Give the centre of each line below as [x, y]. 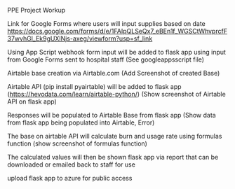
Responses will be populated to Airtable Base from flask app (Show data [112, 115]
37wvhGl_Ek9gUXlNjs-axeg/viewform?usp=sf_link [80, 38]
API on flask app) [32, 101]
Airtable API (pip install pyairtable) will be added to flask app [94, 86]
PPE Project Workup [36, 10]
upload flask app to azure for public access [70, 178]
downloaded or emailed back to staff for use [71, 164]
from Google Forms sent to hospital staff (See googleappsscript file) [106, 59]
